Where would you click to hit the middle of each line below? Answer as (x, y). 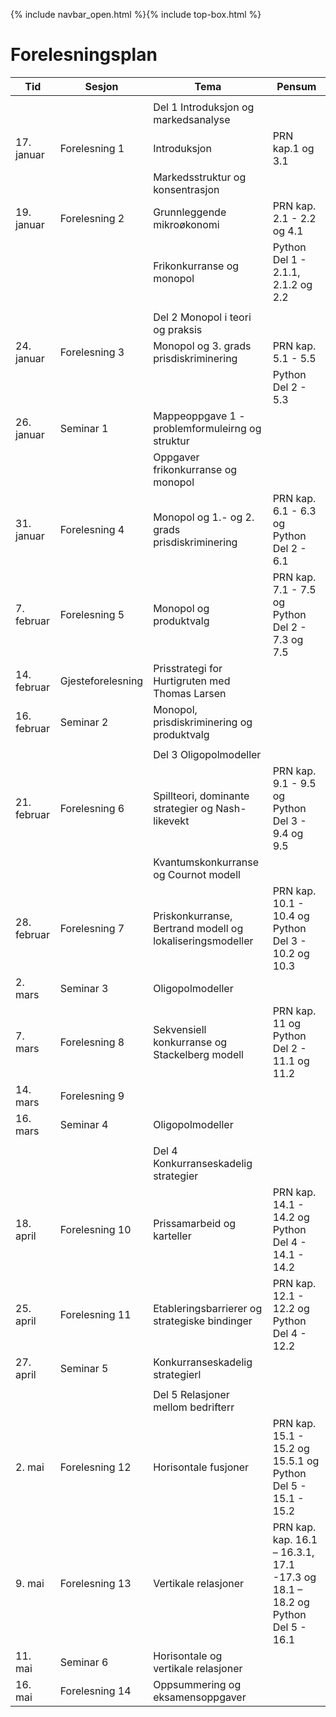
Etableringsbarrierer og (208, 1308)
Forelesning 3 (92, 352)
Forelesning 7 (92, 928)
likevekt (171, 821)
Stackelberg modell (198, 1054)
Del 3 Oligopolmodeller (207, 754)
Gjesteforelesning (101, 681)
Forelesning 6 (92, 808)
